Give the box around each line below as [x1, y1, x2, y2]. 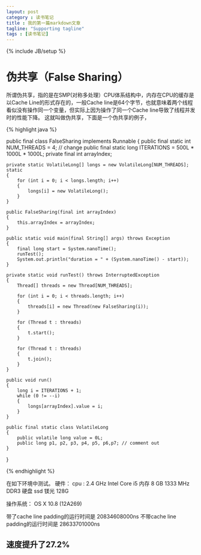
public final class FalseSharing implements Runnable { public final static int [6, 137, 191, 145]
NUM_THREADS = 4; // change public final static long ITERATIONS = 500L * [6, 144, 194, 151]
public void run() [6, 377, 52, 383]
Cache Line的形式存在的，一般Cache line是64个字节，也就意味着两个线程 [11, 99, 193, 106]
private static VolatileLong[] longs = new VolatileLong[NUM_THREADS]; [6, 162, 189, 168]
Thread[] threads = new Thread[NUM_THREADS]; [17, 283, 133, 289]
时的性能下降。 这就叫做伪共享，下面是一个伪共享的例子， [6, 114, 150, 121]
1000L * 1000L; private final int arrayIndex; [6, 151, 112, 158]
